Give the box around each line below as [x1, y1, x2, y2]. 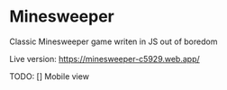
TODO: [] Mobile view [9, 70, 90, 82]
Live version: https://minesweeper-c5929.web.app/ [9, 53, 200, 64]
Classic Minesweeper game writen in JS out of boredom [9, 36, 218, 47]
